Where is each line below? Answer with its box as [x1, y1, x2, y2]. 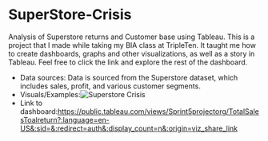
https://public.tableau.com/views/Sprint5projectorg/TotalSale [57, 106, 260, 116]
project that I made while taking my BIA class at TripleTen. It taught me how [8, 40, 256, 49]
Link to [19, 98, 42, 108]
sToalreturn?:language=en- [19, 115, 110, 124]
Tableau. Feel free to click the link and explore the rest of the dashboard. [8, 57, 248, 67]
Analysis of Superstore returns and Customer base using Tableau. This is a [8, 32, 255, 41]
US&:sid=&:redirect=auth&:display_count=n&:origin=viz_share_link [19, 123, 238, 133]
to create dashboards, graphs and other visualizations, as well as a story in [8, 49, 255, 58]
